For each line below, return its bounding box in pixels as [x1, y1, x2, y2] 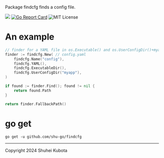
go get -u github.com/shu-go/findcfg [5, 134, 82, 139]
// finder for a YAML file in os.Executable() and [5, 47, 110, 52]
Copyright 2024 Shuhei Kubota [5, 147, 67, 153]
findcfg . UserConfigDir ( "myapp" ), [14, 70, 82, 75]
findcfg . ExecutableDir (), [14, 66, 67, 70]
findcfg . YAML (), [14, 61, 47, 66]
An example [5, 31, 55, 43]
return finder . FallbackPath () [5, 101, 67, 107]
